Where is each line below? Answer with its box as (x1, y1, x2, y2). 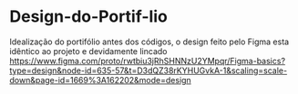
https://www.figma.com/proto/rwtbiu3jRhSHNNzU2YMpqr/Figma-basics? (9, 55, 285, 66)
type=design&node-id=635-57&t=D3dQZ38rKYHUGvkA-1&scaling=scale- (9, 65, 288, 76)
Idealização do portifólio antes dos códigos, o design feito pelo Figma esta (9, 36, 290, 47)
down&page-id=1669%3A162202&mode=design (9, 74, 191, 85)
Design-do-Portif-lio (9, 6, 169, 27)
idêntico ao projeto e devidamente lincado (9, 45, 168, 56)
